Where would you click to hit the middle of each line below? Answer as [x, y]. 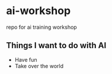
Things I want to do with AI [56, 46]
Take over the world [39, 66]
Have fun [26, 59]
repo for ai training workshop [41, 27]
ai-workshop [39, 11]
